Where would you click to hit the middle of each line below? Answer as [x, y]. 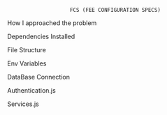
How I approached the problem [52, 23]
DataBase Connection [38, 77]
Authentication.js [31, 90]
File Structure [27, 50]
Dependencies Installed [41, 36]
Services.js [23, 104]
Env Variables [27, 63]
